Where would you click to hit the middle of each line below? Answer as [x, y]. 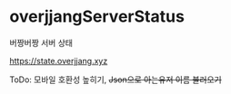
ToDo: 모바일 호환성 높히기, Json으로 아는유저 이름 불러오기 [115, 80]
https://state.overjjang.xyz [59, 61]
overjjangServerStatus [97, 17]
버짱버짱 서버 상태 [41, 42]
